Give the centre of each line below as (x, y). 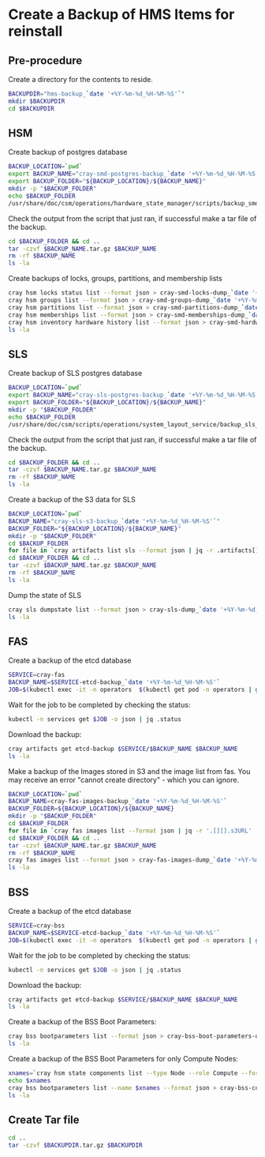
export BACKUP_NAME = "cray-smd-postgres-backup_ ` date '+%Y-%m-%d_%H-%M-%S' (134, 174)
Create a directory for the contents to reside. (81, 79)
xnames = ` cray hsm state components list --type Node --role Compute (123, 1073)
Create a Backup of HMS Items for (121, 15)
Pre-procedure (45, 60)
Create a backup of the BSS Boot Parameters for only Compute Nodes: (123, 1059)
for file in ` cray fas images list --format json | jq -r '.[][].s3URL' (130, 831)
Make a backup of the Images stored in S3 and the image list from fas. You (129, 771)
